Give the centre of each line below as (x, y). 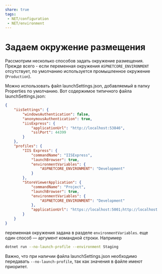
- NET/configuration (28, 19)
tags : (10, 14)
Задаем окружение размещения (75, 47)
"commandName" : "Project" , (58, 187)
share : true (17, 10)
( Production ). (18, 77)
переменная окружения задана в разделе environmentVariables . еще (77, 232)
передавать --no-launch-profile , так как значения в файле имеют (74, 261)
